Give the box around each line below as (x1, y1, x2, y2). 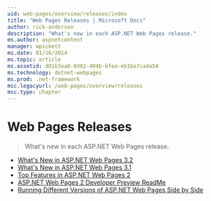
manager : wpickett (7, 43, 61, 50)
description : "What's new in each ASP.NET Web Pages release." (7, 30, 197, 37)
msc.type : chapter (7, 89, 61, 96)
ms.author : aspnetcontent (7, 37, 83, 44)
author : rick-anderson (7, 23, 74, 30)
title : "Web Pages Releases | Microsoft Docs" (7, 17, 146, 24)
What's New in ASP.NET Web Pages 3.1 (17, 163, 132, 172)
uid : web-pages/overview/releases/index (7, 10, 128, 18)
